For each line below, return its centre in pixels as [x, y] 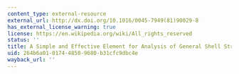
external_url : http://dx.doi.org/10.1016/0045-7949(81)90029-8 [103, 20]
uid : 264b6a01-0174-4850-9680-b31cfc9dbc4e [73, 54]
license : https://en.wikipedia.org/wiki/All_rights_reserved [100, 33]
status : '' [23, 40]
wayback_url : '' [31, 60]
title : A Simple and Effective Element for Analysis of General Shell [114, 47]
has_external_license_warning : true [62, 27]
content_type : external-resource [57, 14]
